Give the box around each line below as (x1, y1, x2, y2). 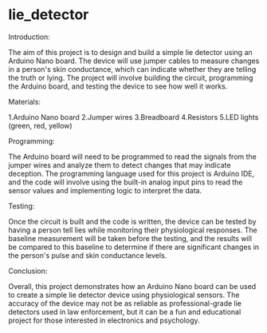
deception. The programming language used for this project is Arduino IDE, (8, 168, 255, 178)
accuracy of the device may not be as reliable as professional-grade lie (8, 298, 241, 308)
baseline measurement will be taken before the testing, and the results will (8, 233, 253, 243)
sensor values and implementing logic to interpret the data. (8, 185, 202, 195)
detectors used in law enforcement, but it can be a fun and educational (8, 307, 241, 316)
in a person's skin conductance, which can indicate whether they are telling (8, 64, 257, 73)
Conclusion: (8, 266, 48, 276)
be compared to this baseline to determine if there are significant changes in (8, 242, 260, 252)
